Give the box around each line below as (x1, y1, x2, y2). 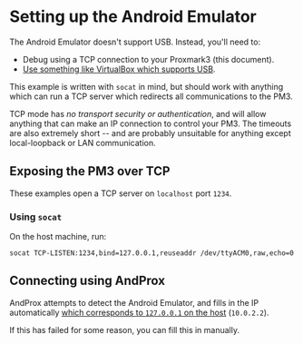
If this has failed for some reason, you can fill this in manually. (9, 324, 240, 335)
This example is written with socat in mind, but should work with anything (9, 81, 284, 92)
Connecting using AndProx (9, 273, 166, 289)
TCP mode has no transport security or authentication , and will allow (9, 108, 267, 119)
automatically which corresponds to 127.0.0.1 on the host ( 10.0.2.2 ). (9, 307, 269, 318)
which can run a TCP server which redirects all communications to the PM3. (9, 91, 293, 102)
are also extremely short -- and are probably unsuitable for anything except (9, 127, 292, 138)
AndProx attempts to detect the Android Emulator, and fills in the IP (9, 297, 259, 308)
